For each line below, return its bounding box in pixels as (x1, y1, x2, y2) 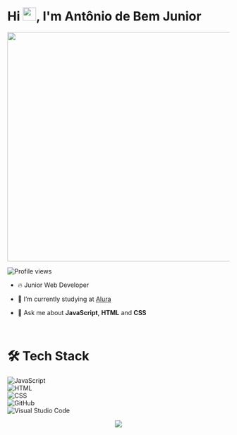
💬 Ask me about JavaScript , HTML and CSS (17, 308, 147, 317)
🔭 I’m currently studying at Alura (17, 295, 111, 303)
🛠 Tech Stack (7, 348, 90, 364)
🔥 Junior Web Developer (17, 281, 90, 289)
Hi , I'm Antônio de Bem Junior (7, 8, 202, 25)
